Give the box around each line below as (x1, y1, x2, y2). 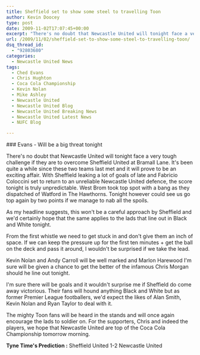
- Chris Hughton (11, 75, 52, 81)
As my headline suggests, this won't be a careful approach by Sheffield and (6, 208, 192, 216)
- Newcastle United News (11, 58, 73, 64)
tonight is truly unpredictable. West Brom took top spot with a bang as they (6, 184, 190, 191)
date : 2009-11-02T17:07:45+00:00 (6, 25, 89, 32)
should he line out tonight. (6, 269, 70, 277)
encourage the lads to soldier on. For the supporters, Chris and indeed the (6, 318, 189, 325)
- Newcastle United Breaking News (11, 108, 97, 114)
